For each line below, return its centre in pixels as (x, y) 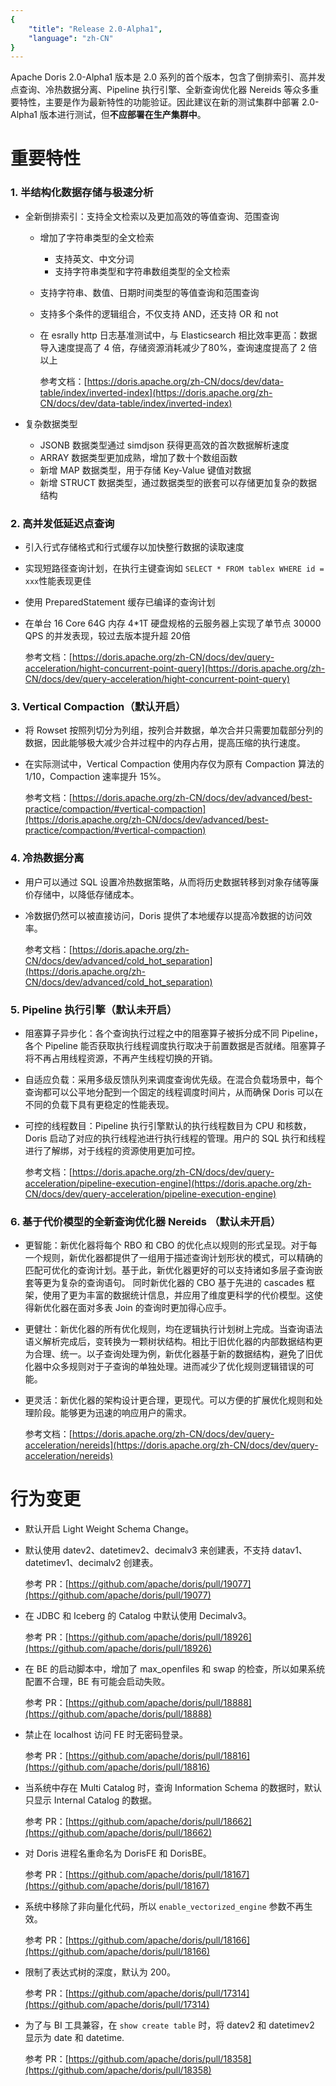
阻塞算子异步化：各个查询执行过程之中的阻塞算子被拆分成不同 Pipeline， (174, 1033)
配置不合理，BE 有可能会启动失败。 (97, 1682)
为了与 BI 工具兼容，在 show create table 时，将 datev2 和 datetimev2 (169, 2025)
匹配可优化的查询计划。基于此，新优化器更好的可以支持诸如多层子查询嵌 (173, 1270)
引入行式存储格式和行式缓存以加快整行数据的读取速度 (134, 547)
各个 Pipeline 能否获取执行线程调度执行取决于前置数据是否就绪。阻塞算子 (175, 1045)
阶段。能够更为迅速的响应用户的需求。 (112, 1413)
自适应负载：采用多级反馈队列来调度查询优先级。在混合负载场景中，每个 (173, 1079)
